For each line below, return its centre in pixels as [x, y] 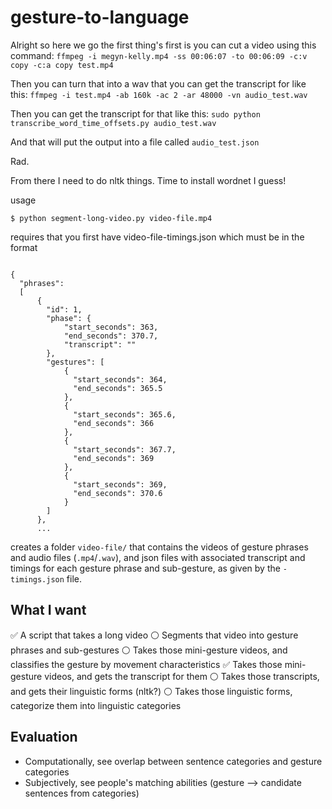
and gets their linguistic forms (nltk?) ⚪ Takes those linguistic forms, [151, 691]
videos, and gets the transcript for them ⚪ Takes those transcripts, [182, 676]
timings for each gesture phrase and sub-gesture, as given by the [145, 568]
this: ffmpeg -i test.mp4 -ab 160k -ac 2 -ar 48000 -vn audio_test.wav [159, 94]
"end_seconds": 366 [114, 423]
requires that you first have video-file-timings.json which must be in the [157, 237]
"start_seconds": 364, [120, 379]
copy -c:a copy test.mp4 [62, 65]
